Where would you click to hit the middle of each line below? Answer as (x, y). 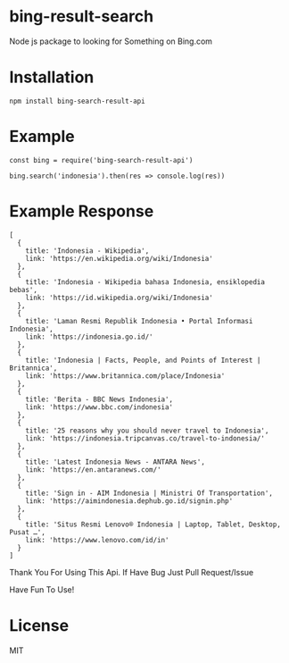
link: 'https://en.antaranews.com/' (94, 470)
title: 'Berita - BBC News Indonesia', (99, 399)
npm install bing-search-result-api (77, 101)
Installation (52, 77)
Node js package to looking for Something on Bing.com (111, 41)
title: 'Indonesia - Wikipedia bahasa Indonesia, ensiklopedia (145, 282)
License (39, 625)
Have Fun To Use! (42, 589)
